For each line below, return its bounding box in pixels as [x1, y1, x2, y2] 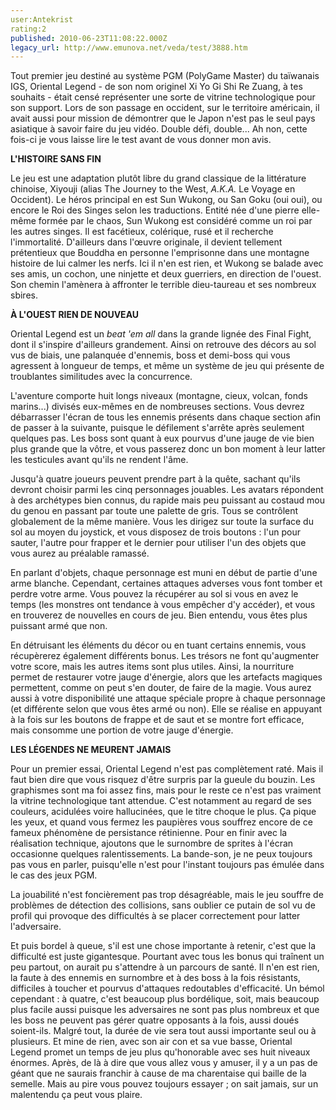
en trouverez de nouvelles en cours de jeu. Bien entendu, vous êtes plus [10, 609, 308, 621]
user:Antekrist [10, 14, 74, 25]
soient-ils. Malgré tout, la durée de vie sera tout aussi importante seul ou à [10, 1025, 317, 1037]
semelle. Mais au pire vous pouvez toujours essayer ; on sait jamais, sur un [10, 1078, 319, 1090]
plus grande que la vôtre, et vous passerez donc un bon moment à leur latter [10, 443, 326, 455]
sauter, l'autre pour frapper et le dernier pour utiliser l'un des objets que [10, 537, 307, 549]
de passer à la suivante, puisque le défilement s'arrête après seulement [10, 422, 305, 434]
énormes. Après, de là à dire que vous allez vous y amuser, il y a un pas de [10, 1057, 318, 1069]
